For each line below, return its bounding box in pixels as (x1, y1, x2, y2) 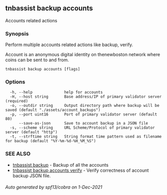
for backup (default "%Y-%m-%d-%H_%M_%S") (5, 139, 96, 144)
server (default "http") (5, 130, 58, 135)
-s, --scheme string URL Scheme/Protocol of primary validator (10, 125, 155, 131)
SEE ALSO (5, 150, 31, 158)
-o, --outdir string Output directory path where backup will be (10, 103, 159, 108)
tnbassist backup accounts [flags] (5, 67, 80, 72)
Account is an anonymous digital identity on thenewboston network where (5, 52, 160, 58)
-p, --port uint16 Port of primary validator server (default (10, 112, 157, 117)
